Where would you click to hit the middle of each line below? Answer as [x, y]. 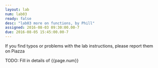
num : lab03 [16, 14]
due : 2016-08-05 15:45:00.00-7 [37, 32]
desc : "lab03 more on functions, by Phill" [50, 23]
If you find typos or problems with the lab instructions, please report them [79, 46]
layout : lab [17, 9]
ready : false [18, 18]
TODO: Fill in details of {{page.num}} [42, 60]
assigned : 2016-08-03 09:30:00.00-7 [42, 28]
